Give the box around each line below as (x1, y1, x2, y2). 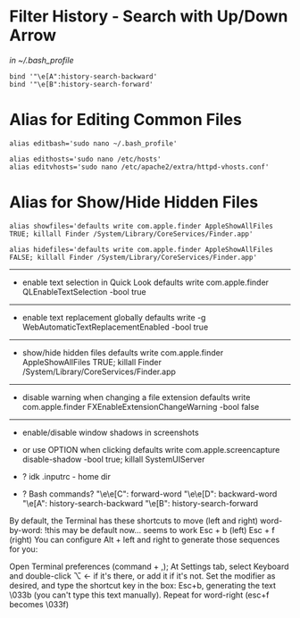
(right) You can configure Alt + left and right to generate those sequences (9, 534, 280, 545)
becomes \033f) (9, 598, 70, 609)
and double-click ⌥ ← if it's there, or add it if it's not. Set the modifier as (9, 570, 276, 581)
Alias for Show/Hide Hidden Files (9, 192, 259, 213)
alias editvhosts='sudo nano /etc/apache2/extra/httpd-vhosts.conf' (9, 163, 270, 171)
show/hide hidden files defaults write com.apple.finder (21, 347, 224, 358)
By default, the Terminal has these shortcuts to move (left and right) (9, 515, 259, 526)
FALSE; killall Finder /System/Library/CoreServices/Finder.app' (9, 253, 257, 262)
